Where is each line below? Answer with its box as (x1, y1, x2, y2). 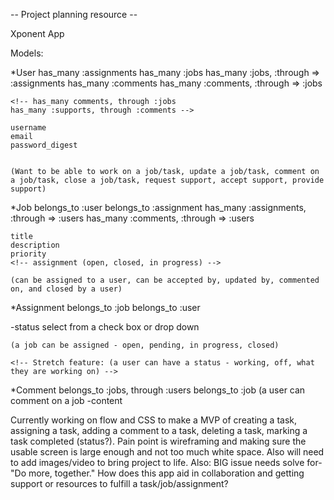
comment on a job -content (10, 395, 123, 406)
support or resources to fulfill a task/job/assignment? (10, 478, 229, 489)
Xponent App (10, 28, 65, 39)
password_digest (10, 140, 78, 150)
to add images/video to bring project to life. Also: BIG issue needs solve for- (10, 457, 323, 468)
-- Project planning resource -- (10, 9, 138, 20)
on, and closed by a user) (10, 284, 123, 294)
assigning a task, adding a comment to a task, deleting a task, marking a (10, 425, 308, 436)
